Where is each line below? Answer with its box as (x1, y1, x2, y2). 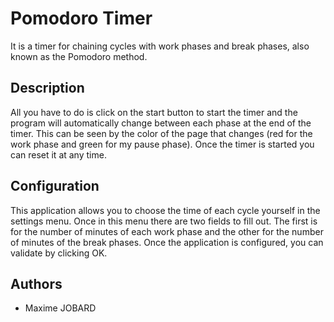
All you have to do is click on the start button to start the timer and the (10, 106, 298, 118)
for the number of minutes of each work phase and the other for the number (10, 225, 324, 237)
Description (10, 80, 85, 97)
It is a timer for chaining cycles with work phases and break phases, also (10, 40, 310, 52)
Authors (10, 275, 63, 292)
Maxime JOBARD (24, 302, 97, 314)
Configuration (10, 178, 100, 195)
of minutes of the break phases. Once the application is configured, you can (10, 236, 324, 248)
